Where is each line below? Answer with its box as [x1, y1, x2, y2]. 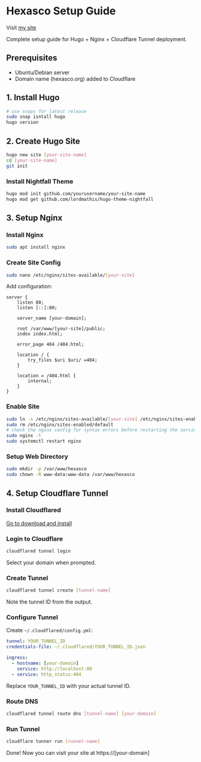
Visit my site [6, 24, 36, 31]
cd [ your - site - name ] [6, 157, 58, 163]
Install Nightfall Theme [6, 177, 74, 185]
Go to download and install [6, 519, 72, 527]
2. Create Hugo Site [6, 136, 81, 146]
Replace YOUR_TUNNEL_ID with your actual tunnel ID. [6, 682, 131, 689]
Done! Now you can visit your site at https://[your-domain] [6, 749, 150, 757]
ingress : [6, 655, 28, 661]
